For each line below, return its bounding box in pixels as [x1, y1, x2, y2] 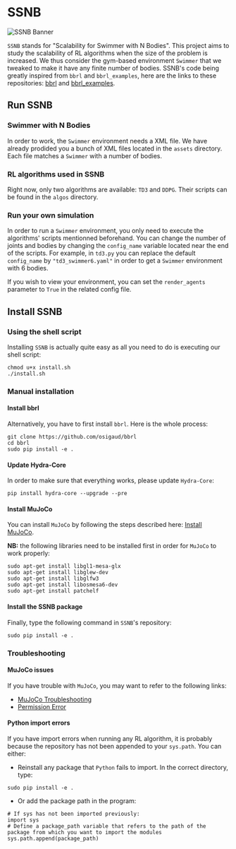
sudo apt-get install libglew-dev [7, 569, 109, 576]
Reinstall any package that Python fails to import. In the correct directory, [17, 763, 229, 771]
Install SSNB [7, 305, 63, 318]
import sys [7, 817, 39, 824]
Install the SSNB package [7, 602, 83, 611]
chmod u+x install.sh [7, 364, 71, 371]
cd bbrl [7, 439, 30, 447]
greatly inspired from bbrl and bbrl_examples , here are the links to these [7, 71, 217, 80]
